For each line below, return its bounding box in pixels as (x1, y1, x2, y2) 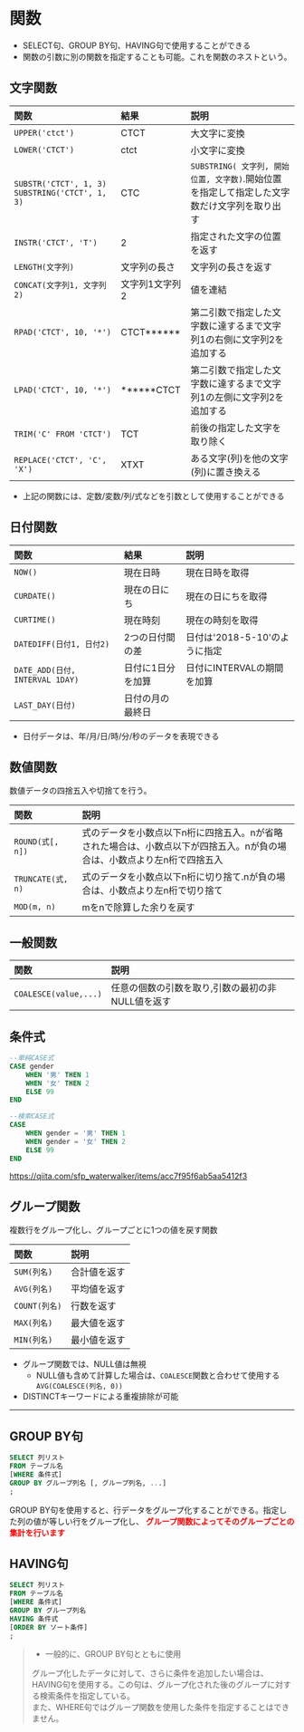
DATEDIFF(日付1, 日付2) (14, 639, 110, 649)
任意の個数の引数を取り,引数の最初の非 (110, 982, 277, 995)
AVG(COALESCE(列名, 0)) (35, 1382, 124, 1391)
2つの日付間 (123, 630, 176, 643)
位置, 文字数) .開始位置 (190, 172, 282, 185)
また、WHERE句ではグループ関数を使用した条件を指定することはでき (31, 1702, 290, 1713)
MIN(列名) (14, 1335, 53, 1345)
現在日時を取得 (185, 566, 250, 579)
